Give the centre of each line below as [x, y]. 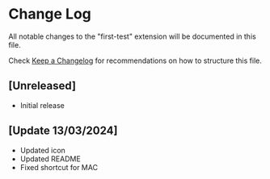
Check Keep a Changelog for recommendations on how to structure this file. [135, 60]
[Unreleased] [42, 86]
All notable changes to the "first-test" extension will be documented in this [132, 36]
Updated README [50, 159]
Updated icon [43, 150]
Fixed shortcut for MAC [59, 167]
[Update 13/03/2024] [63, 131]
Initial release [42, 105]
